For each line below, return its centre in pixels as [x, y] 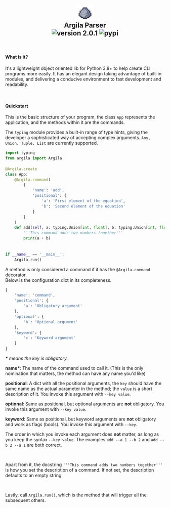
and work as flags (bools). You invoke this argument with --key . [71, 425]
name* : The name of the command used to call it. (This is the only [74, 368]
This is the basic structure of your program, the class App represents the [80, 117]
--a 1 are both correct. [38, 445]
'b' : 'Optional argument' [51, 322]
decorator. [16, 275]
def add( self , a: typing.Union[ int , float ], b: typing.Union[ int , [86, 228]
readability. [17, 84]
